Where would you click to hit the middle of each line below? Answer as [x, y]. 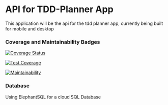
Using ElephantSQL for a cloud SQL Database [53, 97]
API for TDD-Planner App [59, 9]
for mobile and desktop [30, 28]
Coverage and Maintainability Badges [53, 42]
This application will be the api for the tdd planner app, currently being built [84, 23]
